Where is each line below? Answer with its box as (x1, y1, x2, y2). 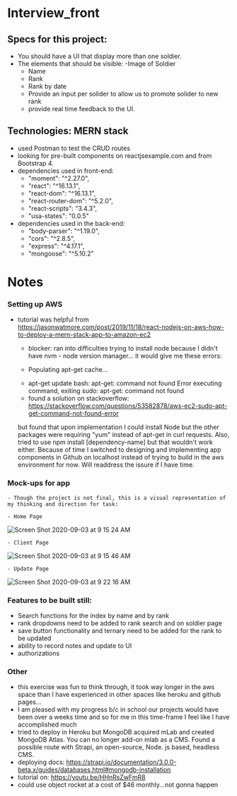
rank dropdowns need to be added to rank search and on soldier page (17, 618, 223, 627)
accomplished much (17, 720, 77, 729)
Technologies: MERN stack (7, 125, 129, 137)
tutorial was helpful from (17, 315, 90, 324)
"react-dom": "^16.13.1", (28, 189, 96, 198)
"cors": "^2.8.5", (28, 234, 76, 242)
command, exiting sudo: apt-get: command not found (28, 387, 184, 395)
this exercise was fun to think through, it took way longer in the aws (17, 683, 215, 691)
